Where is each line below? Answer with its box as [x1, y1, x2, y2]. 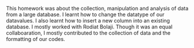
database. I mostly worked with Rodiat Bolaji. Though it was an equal [6, 23, 173, 30]
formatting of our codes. [6, 36, 66, 42]
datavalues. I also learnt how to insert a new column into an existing [6, 17, 170, 24]
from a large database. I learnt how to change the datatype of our [6, 11, 165, 18]
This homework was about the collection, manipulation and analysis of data [6, 5, 189, 12]
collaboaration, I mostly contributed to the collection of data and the [6, 29, 171, 36]
